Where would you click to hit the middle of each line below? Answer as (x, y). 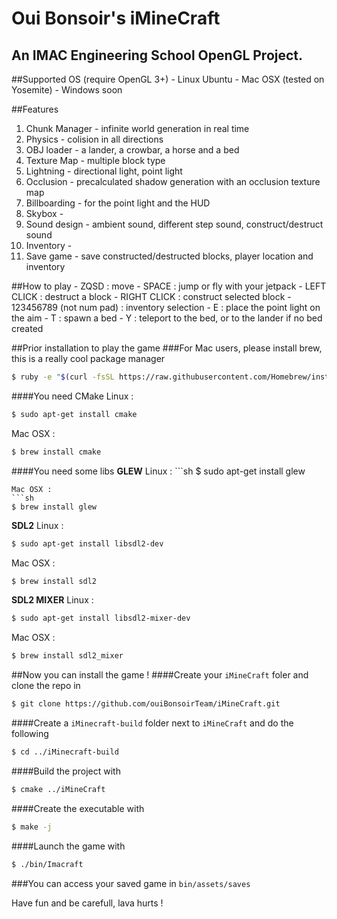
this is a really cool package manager (88, 358)
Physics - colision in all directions (94, 139)
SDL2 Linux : (37, 525)
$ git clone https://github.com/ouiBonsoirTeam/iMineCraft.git (146, 704)
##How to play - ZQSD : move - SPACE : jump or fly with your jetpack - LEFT (169, 286)
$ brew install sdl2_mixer (67, 656)
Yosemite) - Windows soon (67, 90)
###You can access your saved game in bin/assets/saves (131, 883)
